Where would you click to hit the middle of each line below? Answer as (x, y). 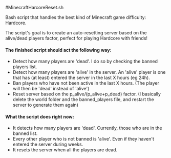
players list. (25, 67)
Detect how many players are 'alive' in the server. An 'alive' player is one (89, 72)
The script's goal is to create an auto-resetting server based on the (76, 33)
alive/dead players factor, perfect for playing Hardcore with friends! (76, 38)
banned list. (25, 133)
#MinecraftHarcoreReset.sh (35, 7)
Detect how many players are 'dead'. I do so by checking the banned (85, 62)
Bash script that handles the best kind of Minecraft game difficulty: (76, 17)
